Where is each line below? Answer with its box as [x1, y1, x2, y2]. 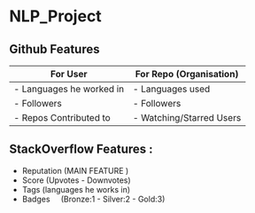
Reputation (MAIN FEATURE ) [21, 165, 129, 176]
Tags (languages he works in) [21, 184, 131, 194]
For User [50, 68, 88, 80]
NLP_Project [9, 6, 102, 27]
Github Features [9, 42, 100, 57]
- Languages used [132, 83, 211, 95]
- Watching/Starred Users [132, 112, 242, 123]
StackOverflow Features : [9, 142, 153, 157]
